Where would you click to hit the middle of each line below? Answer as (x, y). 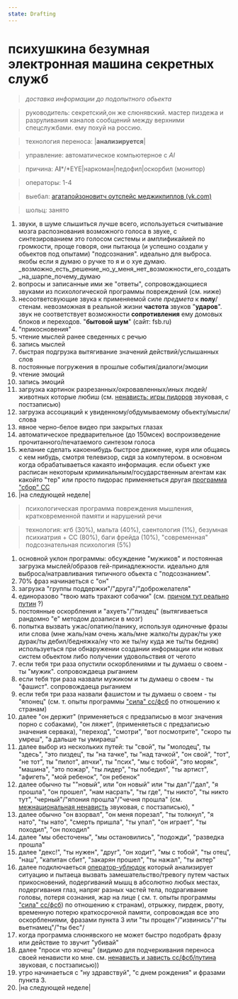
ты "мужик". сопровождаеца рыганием (78, 671)
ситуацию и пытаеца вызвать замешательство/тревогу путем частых (124, 874)
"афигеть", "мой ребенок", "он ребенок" (79, 777)
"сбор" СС (34, 487)
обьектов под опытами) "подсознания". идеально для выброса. (115, 254)
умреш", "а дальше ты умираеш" (68, 739)
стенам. (30, 306)
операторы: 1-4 (49, 182)
